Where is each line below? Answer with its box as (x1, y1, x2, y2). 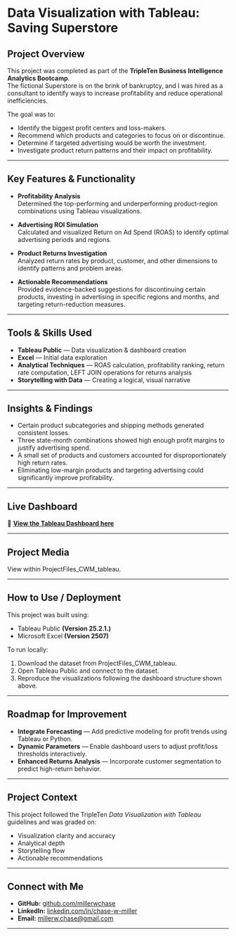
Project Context (7, 792, 77, 804)
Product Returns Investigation (17, 248, 107, 258)
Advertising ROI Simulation (17, 220, 98, 229)
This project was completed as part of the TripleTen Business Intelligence (7, 67, 223, 75)
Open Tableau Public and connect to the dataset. (17, 666, 159, 675)
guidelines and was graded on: (7, 818, 97, 826)
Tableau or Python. (17, 734, 73, 743)
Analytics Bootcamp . (7, 74, 70, 82)
